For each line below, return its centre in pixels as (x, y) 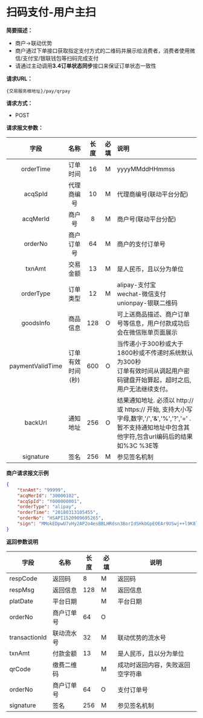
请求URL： (20, 79)
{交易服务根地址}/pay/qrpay (38, 91)
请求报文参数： (25, 127)
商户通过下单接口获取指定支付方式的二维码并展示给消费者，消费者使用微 (105, 50)
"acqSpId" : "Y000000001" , (50, 501)
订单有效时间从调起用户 (150, 371)
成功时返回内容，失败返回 (154, 665)
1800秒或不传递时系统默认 (155, 353)
